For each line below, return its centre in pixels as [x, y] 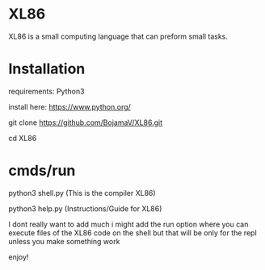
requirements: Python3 [46, 91]
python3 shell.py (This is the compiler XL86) [82, 193]
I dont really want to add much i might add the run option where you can [128, 224]
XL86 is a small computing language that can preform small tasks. [118, 36]
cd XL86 [23, 138]
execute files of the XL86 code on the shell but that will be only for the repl [132, 233]
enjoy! [19, 257]
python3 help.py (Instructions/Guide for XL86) [85, 208]
